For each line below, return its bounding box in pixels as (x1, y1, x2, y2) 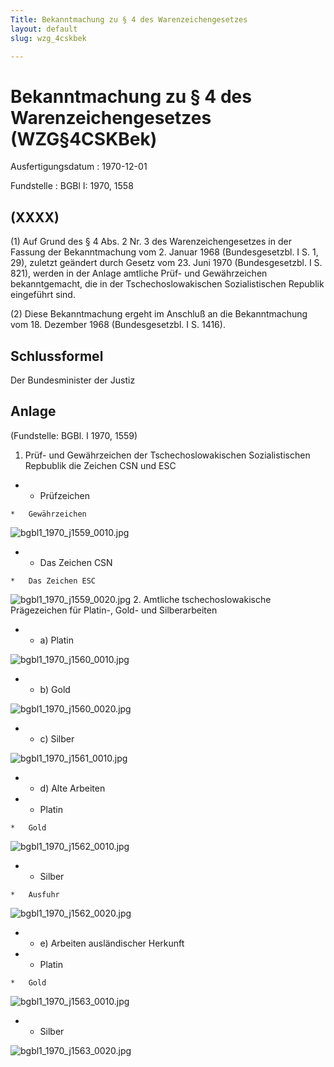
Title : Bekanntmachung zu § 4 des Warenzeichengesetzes (10, 14, 248, 25)
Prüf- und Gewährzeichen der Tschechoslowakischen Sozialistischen (24, 449, 311, 461)
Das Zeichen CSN (39, 556, 113, 568)
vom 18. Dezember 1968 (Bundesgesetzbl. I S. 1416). (10, 319, 226, 331)
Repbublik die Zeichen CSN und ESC (24, 459, 177, 471)
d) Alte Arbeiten (39, 782, 106, 794)
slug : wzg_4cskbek (10, 33, 87, 43)
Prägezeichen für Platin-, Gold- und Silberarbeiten (10, 604, 218, 616)
